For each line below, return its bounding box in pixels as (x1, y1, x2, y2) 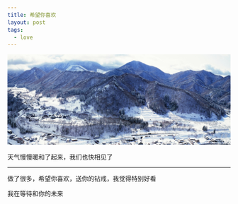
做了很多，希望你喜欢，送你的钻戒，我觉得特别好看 (7, 174, 157, 183)
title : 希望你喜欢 (7, 11, 57, 18)
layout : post (7, 18, 46, 26)
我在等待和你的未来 (7, 189, 64, 198)
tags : (7, 26, 23, 33)
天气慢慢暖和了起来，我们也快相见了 (7, 152, 113, 161)
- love (13, 34, 33, 41)
